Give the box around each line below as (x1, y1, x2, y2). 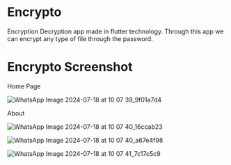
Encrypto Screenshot (7, 59, 133, 75)
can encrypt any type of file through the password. (7, 34, 153, 42)
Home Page (7, 81, 41, 91)
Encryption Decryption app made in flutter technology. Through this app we (7, 27, 224, 36)
